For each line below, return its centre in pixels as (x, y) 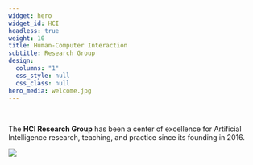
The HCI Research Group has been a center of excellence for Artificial (125, 129)
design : (21, 61)
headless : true (34, 31)
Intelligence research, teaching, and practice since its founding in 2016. (127, 138)
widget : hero (30, 16)
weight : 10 (27, 38)
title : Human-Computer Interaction (68, 46)
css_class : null (43, 83)
